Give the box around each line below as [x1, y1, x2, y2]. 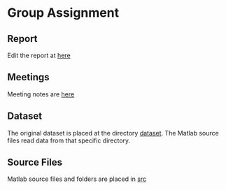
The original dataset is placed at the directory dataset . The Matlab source [7, 129, 219, 137]
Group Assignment [7, 5, 120, 21]
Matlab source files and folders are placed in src [7, 175, 147, 183]
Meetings [7, 71, 50, 83]
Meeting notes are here [7, 89, 75, 98]
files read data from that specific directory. [7, 136, 131, 145]
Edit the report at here [7, 51, 71, 59]
